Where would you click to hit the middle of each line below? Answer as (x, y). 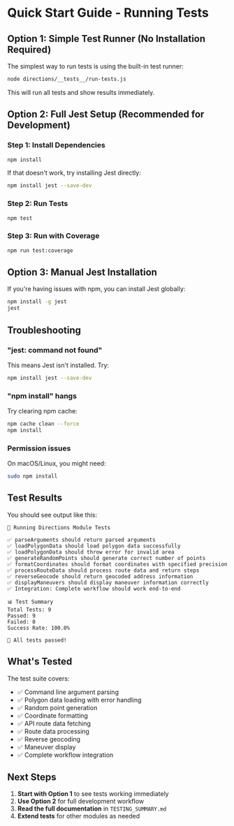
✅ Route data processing (53, 731)
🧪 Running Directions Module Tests (59, 528)
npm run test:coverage (40, 250)
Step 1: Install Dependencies (57, 145)
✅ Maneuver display (46, 747)
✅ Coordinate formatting (53, 715)
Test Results (35, 498)
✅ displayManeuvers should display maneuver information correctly (108, 582)
